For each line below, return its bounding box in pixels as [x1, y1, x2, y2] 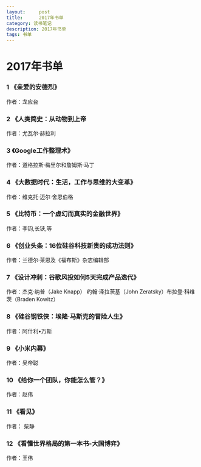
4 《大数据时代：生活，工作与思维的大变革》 [6, 178, 137, 186]
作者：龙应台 [6, 98, 38, 105]
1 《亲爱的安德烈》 [6, 83, 61, 91]
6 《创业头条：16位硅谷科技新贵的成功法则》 [6, 241, 137, 250]
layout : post [6, 9, 50, 15]
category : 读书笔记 [6, 20, 52, 26]
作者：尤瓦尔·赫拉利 [6, 129, 56, 137]
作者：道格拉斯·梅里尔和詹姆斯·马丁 [6, 161, 95, 169]
